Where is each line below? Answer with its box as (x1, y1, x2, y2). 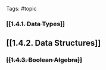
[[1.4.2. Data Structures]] (6, 38, 101, 48)
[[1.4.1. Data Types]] (6, 20, 66, 28)
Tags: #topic (6, 5, 37, 12)
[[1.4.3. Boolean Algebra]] (6, 56, 82, 64)
